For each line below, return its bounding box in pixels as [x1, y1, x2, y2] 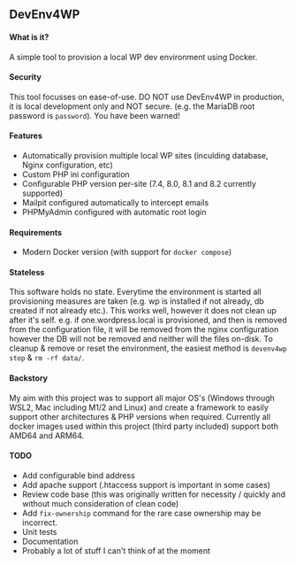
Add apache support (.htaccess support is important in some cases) [21, 479, 271, 490]
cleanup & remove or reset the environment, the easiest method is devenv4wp [9, 343, 287, 353]
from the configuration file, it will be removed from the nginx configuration [9, 324, 279, 335]
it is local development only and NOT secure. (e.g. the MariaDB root [9, 101, 255, 112]
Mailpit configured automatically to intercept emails [21, 197, 209, 207]
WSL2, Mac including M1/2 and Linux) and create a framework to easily [9, 402, 269, 413]
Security [9, 72, 42, 82]
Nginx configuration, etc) [21, 159, 113, 170]
